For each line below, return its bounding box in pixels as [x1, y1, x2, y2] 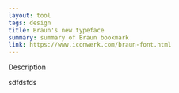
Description [8, 62, 46, 72]
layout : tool [8, 11, 51, 20]
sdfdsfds [8, 78, 37, 87]
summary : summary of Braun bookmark [8, 33, 129, 42]
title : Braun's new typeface [8, 26, 105, 34]
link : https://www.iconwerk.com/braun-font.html [8, 41, 172, 49]
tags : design [8, 19, 51, 27]
